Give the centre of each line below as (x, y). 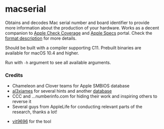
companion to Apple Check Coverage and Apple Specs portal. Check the (79, 33)
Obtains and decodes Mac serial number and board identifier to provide (77, 23)
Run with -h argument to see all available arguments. (58, 62)
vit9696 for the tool (32, 122)
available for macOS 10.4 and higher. (42, 53)
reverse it (22, 102)
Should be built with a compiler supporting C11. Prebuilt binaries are (73, 48)
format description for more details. (41, 38)
